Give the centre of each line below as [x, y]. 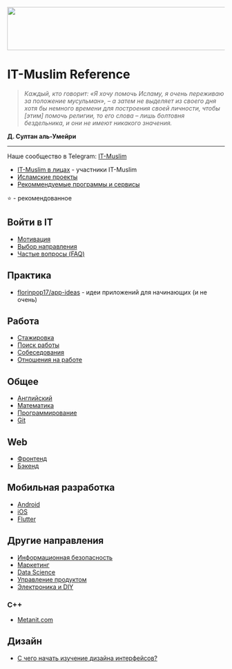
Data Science [36, 572]
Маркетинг [33, 565]
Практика [29, 275]
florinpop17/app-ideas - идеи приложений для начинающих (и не [112, 292]
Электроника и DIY [45, 587]
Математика [35, 406]
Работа [23, 321]
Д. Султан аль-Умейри [42, 136]
